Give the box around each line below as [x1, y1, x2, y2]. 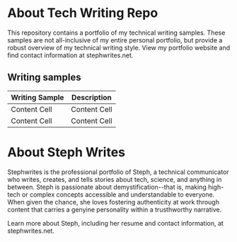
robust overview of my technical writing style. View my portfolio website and [7, 43, 231, 52]
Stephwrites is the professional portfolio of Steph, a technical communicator [7, 168, 229, 176]
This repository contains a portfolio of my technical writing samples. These [7, 28, 226, 37]
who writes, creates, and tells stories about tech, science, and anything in [7, 175, 222, 183]
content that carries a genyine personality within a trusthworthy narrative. [7, 205, 222, 214]
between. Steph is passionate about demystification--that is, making [7, 183, 207, 191]
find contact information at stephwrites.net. [7, 51, 134, 59]
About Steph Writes [7, 144, 126, 160]
